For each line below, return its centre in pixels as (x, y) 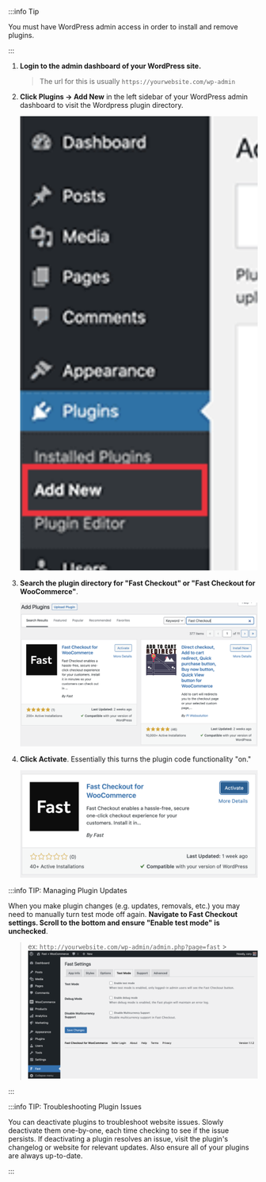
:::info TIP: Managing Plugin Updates (68, 891)
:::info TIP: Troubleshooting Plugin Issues (75, 1107)
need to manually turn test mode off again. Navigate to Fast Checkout (123, 915)
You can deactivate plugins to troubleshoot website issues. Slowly (116, 1122)
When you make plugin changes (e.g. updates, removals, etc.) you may (124, 906)
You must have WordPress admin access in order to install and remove (123, 27)
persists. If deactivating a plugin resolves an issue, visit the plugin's (118, 1138)
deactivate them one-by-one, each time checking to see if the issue (119, 1130)
